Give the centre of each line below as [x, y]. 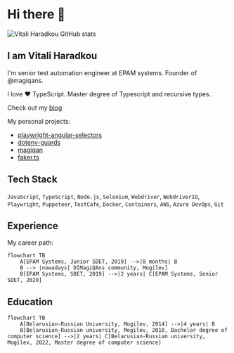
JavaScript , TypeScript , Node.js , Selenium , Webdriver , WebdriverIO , [104, 196]
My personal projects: [39, 121]
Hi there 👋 [36, 14]
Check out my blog [35, 108]
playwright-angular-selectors [60, 135]
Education [30, 302]
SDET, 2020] [25, 281]
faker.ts [28, 157]
